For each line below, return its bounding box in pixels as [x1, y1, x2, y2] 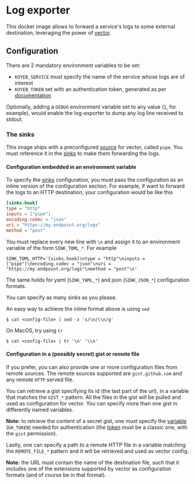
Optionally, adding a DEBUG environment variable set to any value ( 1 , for [6, 103, 177, 110]
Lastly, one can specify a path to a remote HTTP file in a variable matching [6, 441, 186, 448]
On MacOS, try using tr [6, 327, 63, 334]
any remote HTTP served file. [6, 376, 74, 383]
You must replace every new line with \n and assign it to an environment [6, 238, 180, 245]
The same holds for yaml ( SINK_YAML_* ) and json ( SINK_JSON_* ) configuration [6, 276, 190, 283]
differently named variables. [6, 406, 74, 413]
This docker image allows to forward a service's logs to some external [6, 23, 176, 30]
